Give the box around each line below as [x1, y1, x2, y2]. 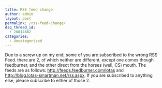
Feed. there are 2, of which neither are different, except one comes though [5, 57, 154, 63]
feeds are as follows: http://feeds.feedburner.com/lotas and [5, 67, 124, 73]
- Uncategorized [9, 39, 42, 44]
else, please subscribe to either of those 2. [5, 77, 90, 83]
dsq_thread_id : [5, 25, 36, 30]
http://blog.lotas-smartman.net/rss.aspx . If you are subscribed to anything [5, 72, 153, 78]
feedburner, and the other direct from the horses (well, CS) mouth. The [5, 62, 147, 68]
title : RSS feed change [5, 7, 53, 12]
